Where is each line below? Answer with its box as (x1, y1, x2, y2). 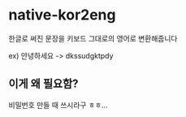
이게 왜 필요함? (8, 77, 79, 91)
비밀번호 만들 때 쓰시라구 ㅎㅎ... (8, 100, 108, 110)
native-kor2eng (8, 6, 116, 24)
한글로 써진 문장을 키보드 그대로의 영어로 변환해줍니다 (8, 33, 178, 43)
